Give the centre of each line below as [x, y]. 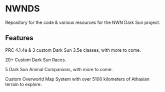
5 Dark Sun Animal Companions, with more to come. [59, 69]
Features [19, 38]
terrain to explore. [23, 84]
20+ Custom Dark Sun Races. [36, 60]
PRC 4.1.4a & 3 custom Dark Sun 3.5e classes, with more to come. [73, 50]
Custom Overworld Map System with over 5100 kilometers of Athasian [77, 79]
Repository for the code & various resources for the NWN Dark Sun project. [83, 22]
